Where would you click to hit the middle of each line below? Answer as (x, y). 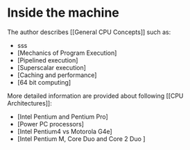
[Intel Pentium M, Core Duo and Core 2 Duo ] (81, 139)
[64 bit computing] (44, 82)
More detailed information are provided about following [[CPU (95, 96)
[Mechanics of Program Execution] (67, 53)
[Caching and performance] (57, 75)
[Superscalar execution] (52, 67)
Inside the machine (63, 13)
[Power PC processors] (51, 124)
